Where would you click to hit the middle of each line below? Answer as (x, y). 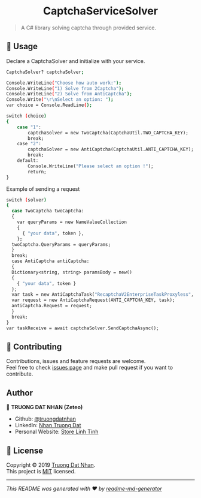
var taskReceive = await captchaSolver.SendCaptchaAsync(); (83, 328)
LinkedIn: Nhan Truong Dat (48, 425)
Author (19, 393)
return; (37, 172)
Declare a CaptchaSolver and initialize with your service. (76, 61)
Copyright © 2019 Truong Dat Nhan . (51, 465)
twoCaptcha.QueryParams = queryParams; (61, 244)
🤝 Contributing (34, 346)
